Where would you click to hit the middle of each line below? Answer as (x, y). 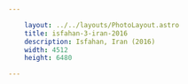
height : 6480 (48, 58)
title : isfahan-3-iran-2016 (76, 33)
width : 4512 (46, 50)
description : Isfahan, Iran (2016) (90, 42)
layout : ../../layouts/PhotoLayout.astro (102, 25)
